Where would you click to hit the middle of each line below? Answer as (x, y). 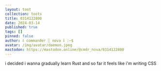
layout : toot (18, 9)
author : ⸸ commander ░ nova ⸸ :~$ (39, 41)
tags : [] (14, 32)
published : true (21, 27)
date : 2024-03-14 (22, 23)
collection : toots (23, 14)
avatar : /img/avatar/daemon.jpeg (39, 45)
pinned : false (19, 36)
